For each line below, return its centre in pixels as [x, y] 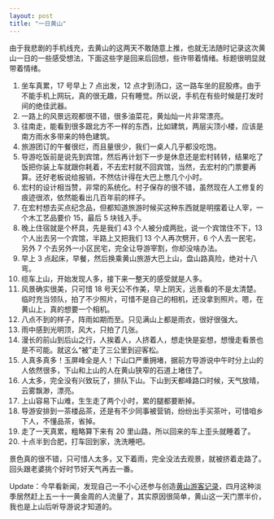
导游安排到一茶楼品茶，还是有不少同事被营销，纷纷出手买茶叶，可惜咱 [139, 411]
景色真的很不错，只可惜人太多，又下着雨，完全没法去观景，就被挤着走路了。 [137, 458]
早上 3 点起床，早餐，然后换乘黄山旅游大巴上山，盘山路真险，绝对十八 [139, 258]
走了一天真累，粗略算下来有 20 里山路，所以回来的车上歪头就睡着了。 [138, 431]
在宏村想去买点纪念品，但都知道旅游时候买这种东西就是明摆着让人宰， [139, 207]
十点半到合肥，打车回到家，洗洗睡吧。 [85, 441]
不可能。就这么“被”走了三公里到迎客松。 [96, 350]
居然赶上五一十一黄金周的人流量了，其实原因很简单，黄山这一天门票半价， [141, 496]
